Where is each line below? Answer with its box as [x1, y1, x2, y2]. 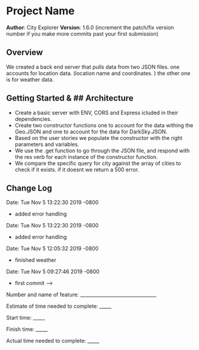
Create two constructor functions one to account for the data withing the [14, 121, 194, 129]
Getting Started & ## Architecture [6, 93, 134, 104]
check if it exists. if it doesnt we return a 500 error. [14, 165, 139, 173]
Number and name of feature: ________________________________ [6, 291, 157, 298]
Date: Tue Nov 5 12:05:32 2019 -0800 [6, 245, 99, 252]
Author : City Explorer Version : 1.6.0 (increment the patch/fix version [6, 24, 175, 31]
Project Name [6, 4, 75, 18]
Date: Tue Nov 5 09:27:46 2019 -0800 [6, 268, 100, 275]
